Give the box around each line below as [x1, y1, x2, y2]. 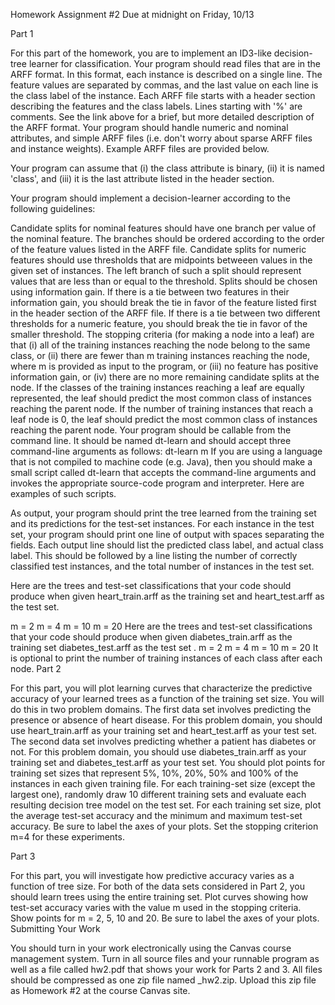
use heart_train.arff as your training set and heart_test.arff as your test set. [10, 725, 318, 736]
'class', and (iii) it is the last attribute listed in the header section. [10, 173, 275, 184]
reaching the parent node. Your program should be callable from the [10, 424, 292, 436]
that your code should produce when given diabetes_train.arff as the [10, 631, 293, 643]
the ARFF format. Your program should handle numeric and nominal [10, 122, 289, 133]
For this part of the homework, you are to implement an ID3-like [10, 47, 272, 59]
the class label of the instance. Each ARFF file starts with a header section [10, 90, 316, 101]
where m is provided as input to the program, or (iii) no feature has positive [10, 360, 319, 372]
